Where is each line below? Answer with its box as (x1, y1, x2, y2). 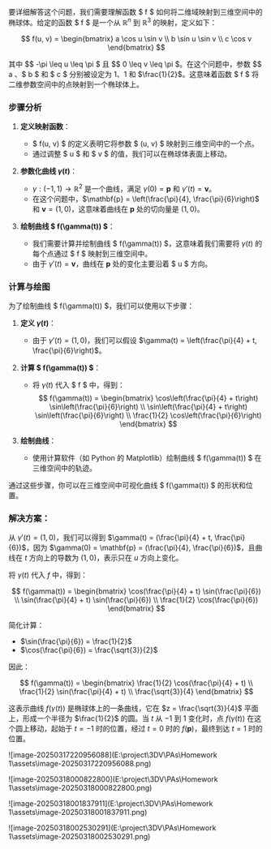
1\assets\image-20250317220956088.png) (8, 759, 152, 769)
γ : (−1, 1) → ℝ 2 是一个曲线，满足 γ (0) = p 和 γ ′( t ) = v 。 (32, 182, 217, 193)
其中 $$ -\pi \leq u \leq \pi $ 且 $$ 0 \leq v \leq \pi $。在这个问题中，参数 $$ (8, 59, 262, 69)
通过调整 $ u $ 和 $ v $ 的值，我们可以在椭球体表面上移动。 (32, 148, 232, 158)
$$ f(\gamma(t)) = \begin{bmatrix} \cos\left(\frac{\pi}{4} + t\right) (38, 392, 259, 403)
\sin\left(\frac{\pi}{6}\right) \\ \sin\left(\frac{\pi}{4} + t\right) (49, 401, 248, 411)
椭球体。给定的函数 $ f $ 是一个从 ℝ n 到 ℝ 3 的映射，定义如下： (8, 16, 217, 27)
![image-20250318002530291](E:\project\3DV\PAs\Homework (8, 823, 217, 833)
